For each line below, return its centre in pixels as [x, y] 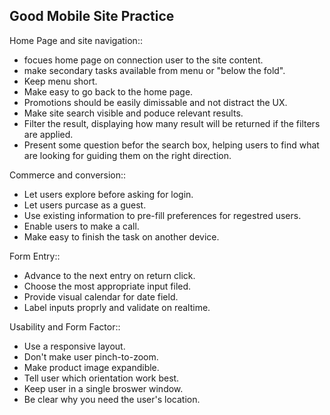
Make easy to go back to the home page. [108, 91]
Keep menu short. [60, 81]
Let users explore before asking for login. [108, 194]
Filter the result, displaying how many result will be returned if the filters [172, 123]
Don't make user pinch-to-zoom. [91, 356]
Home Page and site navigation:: [76, 40]
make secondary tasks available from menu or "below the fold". [154, 70]
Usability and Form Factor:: [65, 326]
